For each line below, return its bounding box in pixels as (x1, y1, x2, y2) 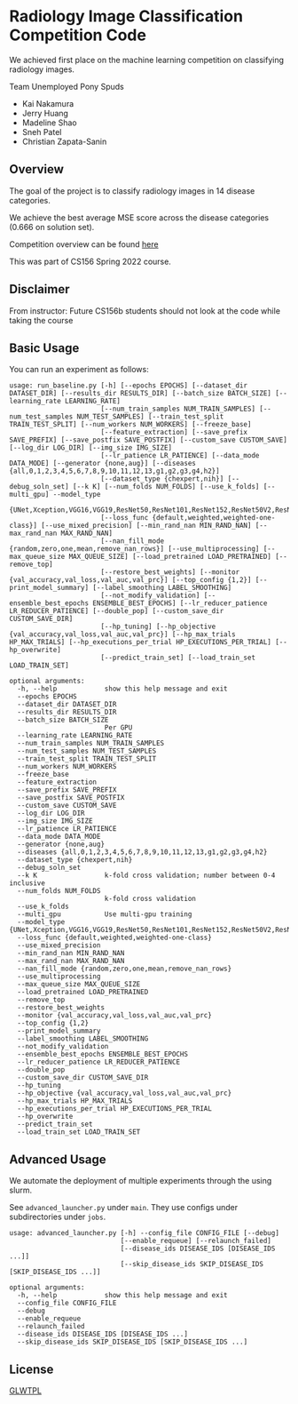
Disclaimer (9, 282, 70, 297)
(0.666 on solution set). (9, 221, 95, 232)
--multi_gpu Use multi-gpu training (17, 910, 192, 919)
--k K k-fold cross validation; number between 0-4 (17, 871, 276, 881)
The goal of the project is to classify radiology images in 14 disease (9, 185, 255, 196)
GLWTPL (9, 1385, 43, 1396)
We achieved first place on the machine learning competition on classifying (9, 54, 285, 65)
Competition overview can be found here (9, 238, 159, 250)
